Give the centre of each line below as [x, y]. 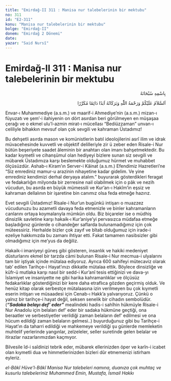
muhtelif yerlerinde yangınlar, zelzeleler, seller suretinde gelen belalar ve [81, 332]
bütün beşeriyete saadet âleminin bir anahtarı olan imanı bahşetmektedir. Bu [85, 150]
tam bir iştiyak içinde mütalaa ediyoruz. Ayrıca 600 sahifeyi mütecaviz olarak [85, 261]
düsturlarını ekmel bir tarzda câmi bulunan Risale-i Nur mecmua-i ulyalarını [83, 256]
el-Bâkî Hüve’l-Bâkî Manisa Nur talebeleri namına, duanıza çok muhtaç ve [83, 367]
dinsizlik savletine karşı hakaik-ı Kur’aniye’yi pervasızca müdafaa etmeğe [81, 219]
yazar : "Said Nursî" [27, 43]
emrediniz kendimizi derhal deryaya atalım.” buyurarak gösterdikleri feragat [84, 177]
